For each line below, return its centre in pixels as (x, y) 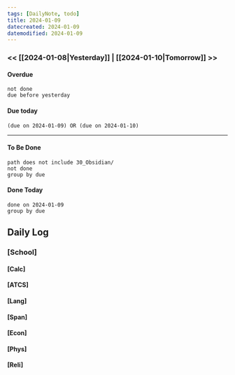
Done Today (25, 190)
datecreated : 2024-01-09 (43, 27)
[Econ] (17, 333)
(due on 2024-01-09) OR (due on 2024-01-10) (73, 126)
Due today (23, 111)
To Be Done (24, 148)
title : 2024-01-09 (34, 20)
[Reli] (15, 365)
